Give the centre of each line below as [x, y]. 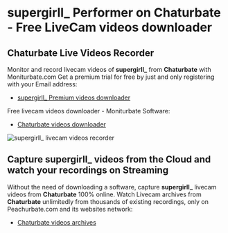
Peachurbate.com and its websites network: [70, 209]
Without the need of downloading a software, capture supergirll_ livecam [112, 187]
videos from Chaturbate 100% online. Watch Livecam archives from [105, 194]
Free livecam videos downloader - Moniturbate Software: [89, 111]
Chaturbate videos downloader [61, 124]
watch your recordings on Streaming [88, 170]
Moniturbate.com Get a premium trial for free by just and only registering [111, 77]
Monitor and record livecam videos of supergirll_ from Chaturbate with [109, 69]
